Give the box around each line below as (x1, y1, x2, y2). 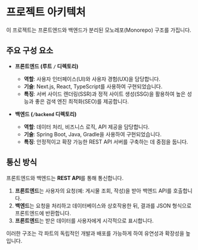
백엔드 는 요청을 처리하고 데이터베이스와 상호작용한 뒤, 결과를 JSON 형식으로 (14, 202, 192, 209)
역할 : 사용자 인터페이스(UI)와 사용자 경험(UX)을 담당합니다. (23, 75, 161, 83)
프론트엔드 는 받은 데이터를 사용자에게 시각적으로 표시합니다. (14, 217, 154, 224)
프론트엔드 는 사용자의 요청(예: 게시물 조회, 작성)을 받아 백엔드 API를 (14, 187, 172, 194)
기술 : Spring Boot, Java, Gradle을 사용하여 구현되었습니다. (23, 130, 162, 138)
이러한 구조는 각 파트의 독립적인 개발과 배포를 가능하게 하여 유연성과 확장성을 (6, 230, 185, 237)
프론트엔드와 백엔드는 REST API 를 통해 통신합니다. (6, 174, 124, 181)
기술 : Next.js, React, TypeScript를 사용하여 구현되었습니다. (23, 83, 163, 90)
